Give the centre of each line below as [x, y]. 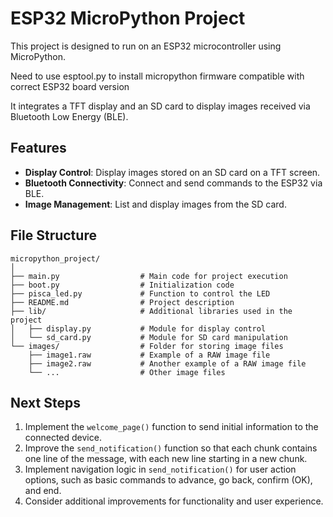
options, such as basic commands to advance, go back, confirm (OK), [168, 480]
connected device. [63, 438]
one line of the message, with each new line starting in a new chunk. [166, 459]
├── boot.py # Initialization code [122, 285]
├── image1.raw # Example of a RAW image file [149, 355]
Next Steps [45, 402]
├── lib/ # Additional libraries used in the [151, 311]
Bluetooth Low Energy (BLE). [69, 116]
